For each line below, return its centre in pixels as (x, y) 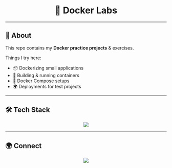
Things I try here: (24, 58)
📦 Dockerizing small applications (48, 68)
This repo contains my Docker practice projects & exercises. (70, 47)
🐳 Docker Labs (86, 10)
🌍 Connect (24, 146)
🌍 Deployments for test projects (47, 86)
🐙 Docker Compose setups (41, 81)
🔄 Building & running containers (46, 75)
